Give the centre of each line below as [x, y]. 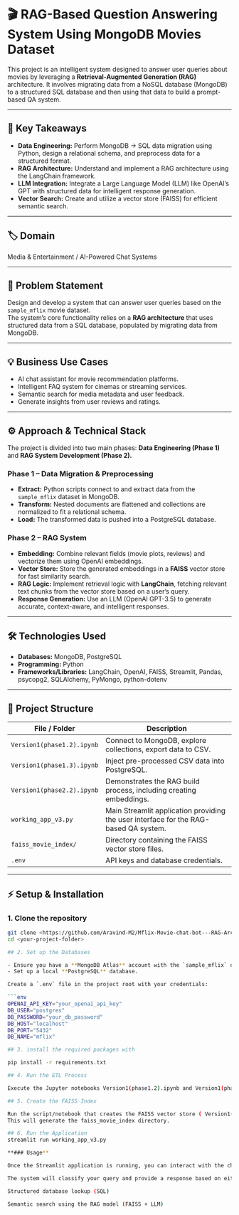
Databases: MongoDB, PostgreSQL [70, 657]
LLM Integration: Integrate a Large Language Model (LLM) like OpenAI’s [123, 183]
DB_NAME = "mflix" [31, 1037]
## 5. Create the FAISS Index [52, 1101]
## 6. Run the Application [47, 1133]
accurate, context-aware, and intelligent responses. [93, 606]
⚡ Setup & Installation [56, 894]
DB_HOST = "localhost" [38, 1024]
